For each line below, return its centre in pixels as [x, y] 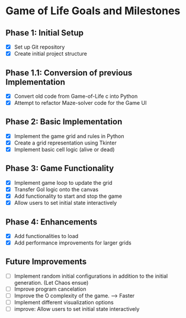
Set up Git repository [39, 47]
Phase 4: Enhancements [52, 222]
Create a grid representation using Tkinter [65, 143]
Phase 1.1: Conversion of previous [69, 73]
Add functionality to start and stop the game [68, 196]
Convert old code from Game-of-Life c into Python [76, 96]
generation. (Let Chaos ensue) [51, 282]
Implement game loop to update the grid [63, 182]
